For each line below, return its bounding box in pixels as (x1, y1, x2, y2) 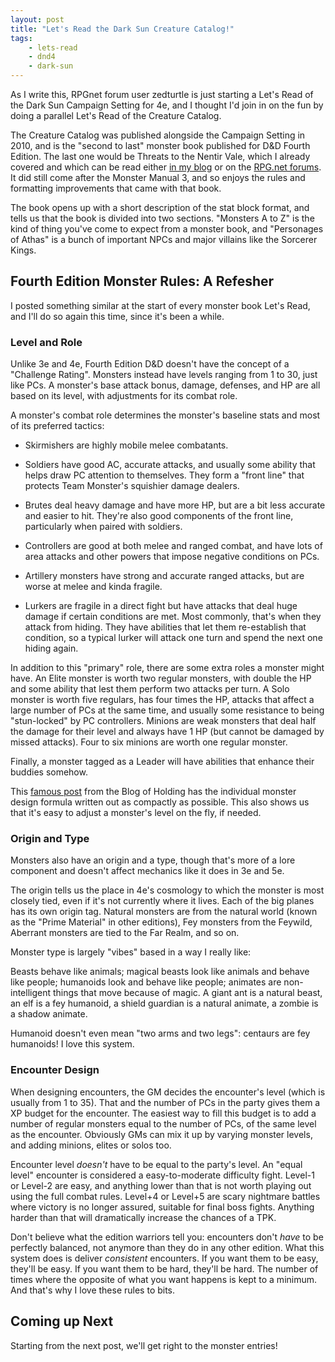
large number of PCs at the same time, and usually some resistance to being (10, 704, 325, 716)
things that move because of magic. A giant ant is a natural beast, (52, 987, 323, 999)
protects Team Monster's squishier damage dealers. (24, 480, 240, 492)
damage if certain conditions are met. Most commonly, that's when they (24, 611, 322, 623)
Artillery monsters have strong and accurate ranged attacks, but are (24, 570, 305, 582)
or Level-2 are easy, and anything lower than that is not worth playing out (10, 1179, 312, 1191)
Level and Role (10, 335, 83, 349)
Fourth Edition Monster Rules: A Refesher (10, 273, 275, 290)
